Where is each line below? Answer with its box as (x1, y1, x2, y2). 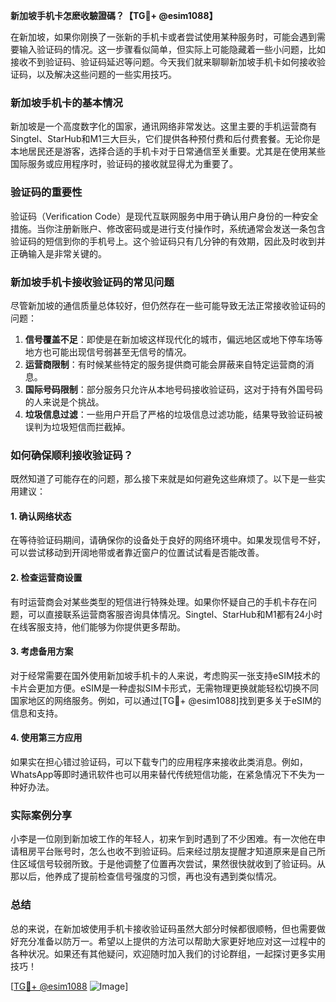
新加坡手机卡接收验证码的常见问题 (10, 275, 175, 289)
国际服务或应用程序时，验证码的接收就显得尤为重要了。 (10, 158, 238, 170)
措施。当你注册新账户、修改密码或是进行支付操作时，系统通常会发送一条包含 (10, 222, 326, 234)
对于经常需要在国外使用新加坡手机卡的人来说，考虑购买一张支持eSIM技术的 (10, 669, 321, 681)
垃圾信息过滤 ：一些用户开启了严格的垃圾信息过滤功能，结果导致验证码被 (24, 408, 323, 420)
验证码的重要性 (10, 185, 83, 199)
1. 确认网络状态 (10, 510, 72, 522)
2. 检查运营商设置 (10, 571, 83, 583)
